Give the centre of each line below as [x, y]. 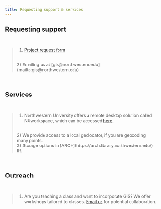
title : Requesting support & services [44, 9]
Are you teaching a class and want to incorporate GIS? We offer [87, 196]
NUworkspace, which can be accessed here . [69, 121]
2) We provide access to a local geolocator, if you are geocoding [81, 135]
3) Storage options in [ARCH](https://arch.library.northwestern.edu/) [85, 145]
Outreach [20, 175]
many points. [30, 141]
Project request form [45, 50]
